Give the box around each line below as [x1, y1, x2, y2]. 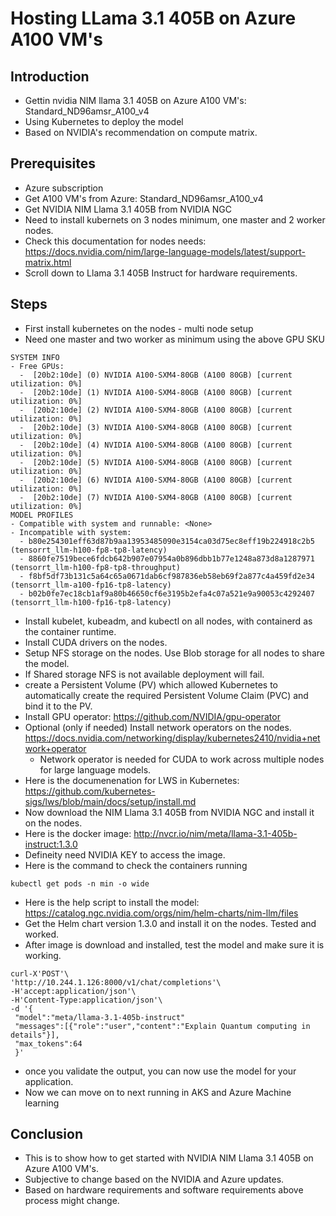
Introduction [10, 68, 90, 85]
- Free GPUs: [10, 361, 65, 371]
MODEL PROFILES [10, 510, 74, 520]
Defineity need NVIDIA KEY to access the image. [24, 848, 226, 861]
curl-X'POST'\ [10, 968, 70, 979]
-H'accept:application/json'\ [10, 986, 137, 996]
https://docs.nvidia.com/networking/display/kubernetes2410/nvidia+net [24, 732, 321, 744]
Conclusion [10, 1126, 84, 1143]
